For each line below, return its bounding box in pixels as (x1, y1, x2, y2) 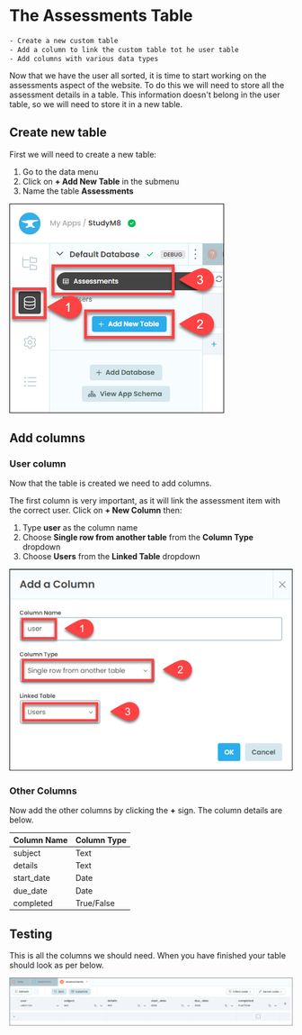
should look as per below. (9, 960, 104, 971)
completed (13, 897, 53, 908)
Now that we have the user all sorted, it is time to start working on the (9, 69, 267, 81)
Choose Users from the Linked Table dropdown (22, 551, 200, 562)
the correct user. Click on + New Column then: (9, 505, 182, 516)
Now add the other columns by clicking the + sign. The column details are (9, 805, 283, 816)
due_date (13, 885, 48, 896)
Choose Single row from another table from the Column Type (22, 532, 254, 543)
